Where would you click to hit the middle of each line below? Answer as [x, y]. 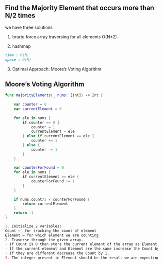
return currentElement [45, 204]
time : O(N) [17, 55]
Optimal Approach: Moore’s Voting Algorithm [57, 69]
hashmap [21, 46]
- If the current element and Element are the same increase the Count [79, 249]
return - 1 [24, 213]
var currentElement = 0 [38, 109]
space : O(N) [18, 60]
